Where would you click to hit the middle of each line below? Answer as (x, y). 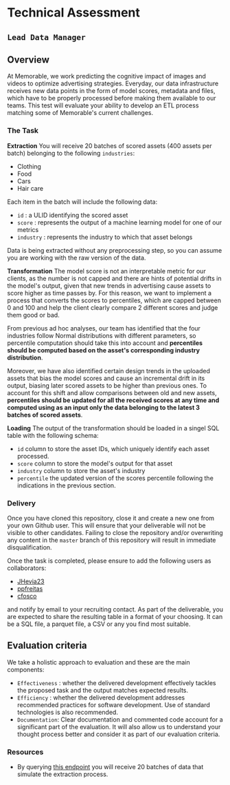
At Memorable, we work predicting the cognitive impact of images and (106, 76)
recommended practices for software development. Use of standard (114, 704)
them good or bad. (33, 315)
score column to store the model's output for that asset (95, 463)
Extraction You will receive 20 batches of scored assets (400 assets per (110, 145)
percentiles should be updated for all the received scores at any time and (113, 400)
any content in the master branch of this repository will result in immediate (112, 540)
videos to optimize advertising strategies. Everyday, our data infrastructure (113, 83)
